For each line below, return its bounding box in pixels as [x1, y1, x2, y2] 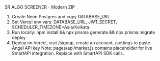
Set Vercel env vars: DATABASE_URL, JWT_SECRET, [11, 19, 117, 25]
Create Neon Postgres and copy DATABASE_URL [11, 14, 110, 19]
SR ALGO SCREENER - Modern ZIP [4, 4, 75, 10]
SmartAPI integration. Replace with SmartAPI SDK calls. [11, 50, 124, 56]
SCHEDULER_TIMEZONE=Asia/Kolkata [11, 24, 89, 30]
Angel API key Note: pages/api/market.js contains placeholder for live [11, 45, 153, 51]
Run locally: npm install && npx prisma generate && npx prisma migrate [11, 30, 155, 35]
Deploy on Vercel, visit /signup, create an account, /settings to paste [11, 40, 151, 46]
